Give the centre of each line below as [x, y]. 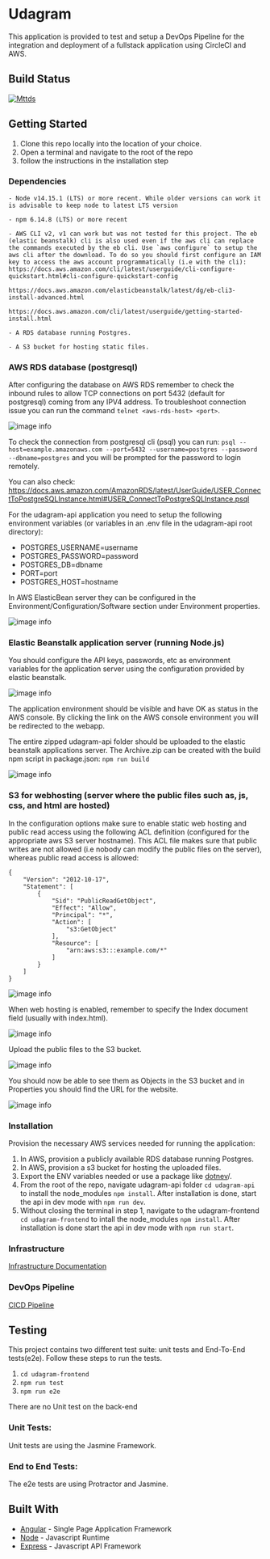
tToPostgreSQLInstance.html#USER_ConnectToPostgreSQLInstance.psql [129, 499]
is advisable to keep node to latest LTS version [93, 205]
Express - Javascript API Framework [81, 1546]
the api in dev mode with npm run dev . [83, 1202]
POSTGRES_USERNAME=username [79, 547]
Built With [33, 1509]
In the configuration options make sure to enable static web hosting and [128, 823]
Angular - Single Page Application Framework [96, 1528]
